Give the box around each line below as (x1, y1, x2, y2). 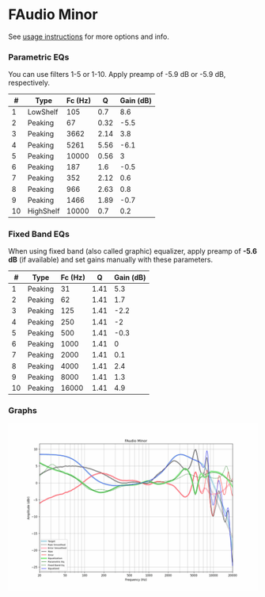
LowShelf (27, 107, 59, 117)
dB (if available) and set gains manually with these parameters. (8, 255, 214, 265)
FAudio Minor (8, 6, 98, 24)
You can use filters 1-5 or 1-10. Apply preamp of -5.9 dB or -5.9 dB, (8, 70, 226, 79)
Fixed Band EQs (8, 228, 70, 239)
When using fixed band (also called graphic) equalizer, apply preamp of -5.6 (8, 247, 257, 256)
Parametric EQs (8, 52, 70, 63)
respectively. (8, 78, 50, 88)
